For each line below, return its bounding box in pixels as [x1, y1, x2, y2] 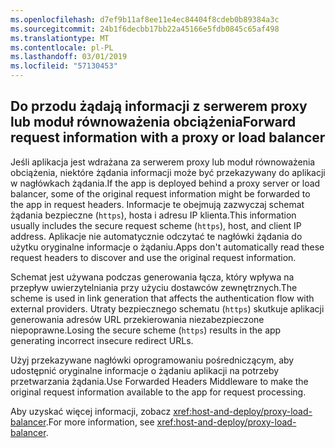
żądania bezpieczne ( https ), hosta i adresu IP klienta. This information [10, 209, 297, 221]
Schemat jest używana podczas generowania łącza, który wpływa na [10, 271, 295, 283]
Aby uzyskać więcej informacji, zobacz [10, 405, 172, 417]
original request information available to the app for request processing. [10, 386, 307, 398]
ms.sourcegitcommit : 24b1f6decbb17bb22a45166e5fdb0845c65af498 [10, 24, 280, 34]
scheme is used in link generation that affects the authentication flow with [10, 292, 315, 304]
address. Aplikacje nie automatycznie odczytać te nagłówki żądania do [10, 230, 303, 242]
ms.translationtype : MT [10, 33, 110, 43]
